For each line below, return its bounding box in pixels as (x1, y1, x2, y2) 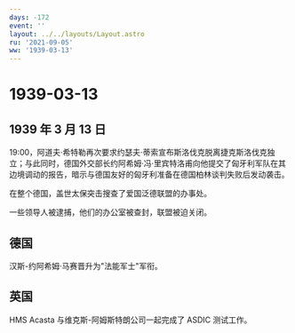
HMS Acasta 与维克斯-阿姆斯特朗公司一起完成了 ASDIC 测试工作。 (9, 314, 252, 325)
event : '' (9, 21, 46, 30)
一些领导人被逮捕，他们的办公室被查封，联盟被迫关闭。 (9, 207, 211, 218)
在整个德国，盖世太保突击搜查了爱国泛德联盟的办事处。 (9, 188, 211, 199)
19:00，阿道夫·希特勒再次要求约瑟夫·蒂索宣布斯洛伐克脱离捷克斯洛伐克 (9, 147, 268, 158)
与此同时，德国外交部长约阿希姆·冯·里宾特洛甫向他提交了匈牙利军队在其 (24, 158, 287, 169)
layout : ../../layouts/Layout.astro (9, 29, 145, 38)
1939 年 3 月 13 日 (9, 122, 107, 137)
